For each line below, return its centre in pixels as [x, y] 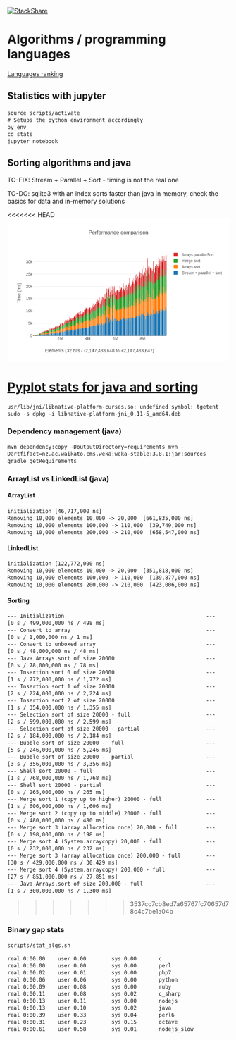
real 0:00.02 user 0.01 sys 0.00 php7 [89, 972]
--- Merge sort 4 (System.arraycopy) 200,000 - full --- [112, 870]
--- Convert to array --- [112, 631]
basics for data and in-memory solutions [66, 201]
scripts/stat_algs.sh [39, 945]
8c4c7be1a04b [152, 912]
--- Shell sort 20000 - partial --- [112, 786]
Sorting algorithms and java [69, 163]
